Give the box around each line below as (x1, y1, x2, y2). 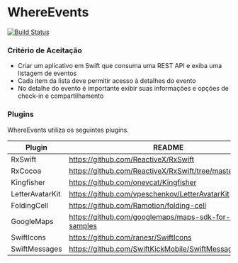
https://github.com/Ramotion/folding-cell (69, 200, 207, 210)
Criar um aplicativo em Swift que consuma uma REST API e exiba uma (17, 62, 222, 70)
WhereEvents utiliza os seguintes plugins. (7, 125, 129, 134)
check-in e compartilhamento (17, 91, 104, 100)
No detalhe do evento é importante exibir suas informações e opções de (17, 84, 229, 93)
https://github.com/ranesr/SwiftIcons (69, 232, 192, 242)
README (153, 142, 184, 152)
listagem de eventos (17, 69, 77, 78)
